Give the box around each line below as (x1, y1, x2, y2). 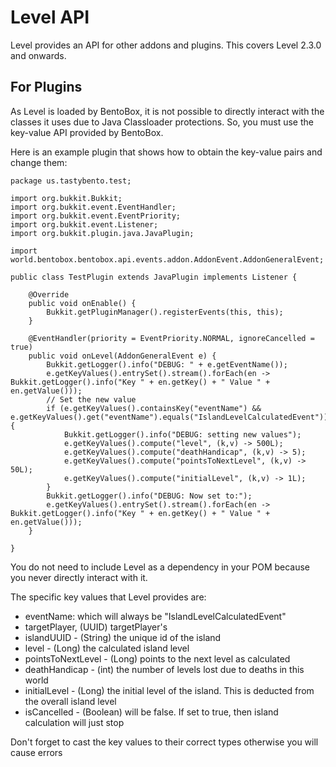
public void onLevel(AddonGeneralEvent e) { (28, 351, 217, 361)
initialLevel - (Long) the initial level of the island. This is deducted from (24, 684, 315, 696)
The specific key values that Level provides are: (10, 591, 207, 603)
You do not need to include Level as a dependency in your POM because (10, 561, 311, 573)
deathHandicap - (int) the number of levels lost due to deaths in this (24, 663, 305, 675)
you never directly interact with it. (10, 571, 148, 583)
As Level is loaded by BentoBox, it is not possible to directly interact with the (10, 105, 325, 117)
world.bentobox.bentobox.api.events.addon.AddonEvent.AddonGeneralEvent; (10, 254, 325, 265)
